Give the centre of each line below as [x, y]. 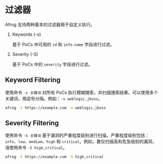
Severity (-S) [25, 54]
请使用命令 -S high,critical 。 [36, 148]
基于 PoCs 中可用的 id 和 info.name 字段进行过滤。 [63, 44]
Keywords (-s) [26, 34]
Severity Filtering [32, 123]
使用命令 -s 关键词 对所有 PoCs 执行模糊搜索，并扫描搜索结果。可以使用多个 [81, 92]
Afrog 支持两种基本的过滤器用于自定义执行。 [50, 24]
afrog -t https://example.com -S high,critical [55, 157]
